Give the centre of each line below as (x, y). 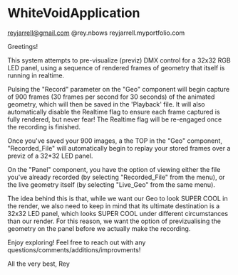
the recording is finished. (44, 126)
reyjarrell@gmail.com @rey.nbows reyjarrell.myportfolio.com (96, 33)
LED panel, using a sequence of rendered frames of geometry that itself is (116, 68)
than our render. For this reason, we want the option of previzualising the (114, 221)
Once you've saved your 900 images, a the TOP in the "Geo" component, (115, 141)
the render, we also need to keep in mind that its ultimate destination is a (114, 206)
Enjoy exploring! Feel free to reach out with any (77, 242)
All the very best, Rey (38, 264)
